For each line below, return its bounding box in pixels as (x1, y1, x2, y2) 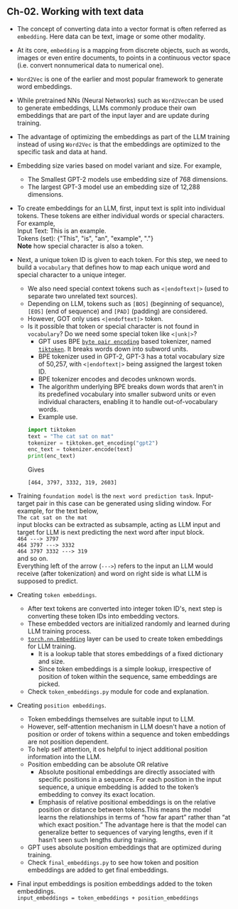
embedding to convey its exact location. (38, 790, 156, 799)
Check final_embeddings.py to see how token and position (27, 859, 199, 867)
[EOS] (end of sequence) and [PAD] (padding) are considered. (27, 307, 208, 315)
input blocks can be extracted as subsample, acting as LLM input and (16, 521, 221, 529)
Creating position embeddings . (16, 701, 107, 709)
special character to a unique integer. (16, 270, 126, 279)
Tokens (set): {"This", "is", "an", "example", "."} (16, 234, 154, 242)
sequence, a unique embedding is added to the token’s (38, 783, 199, 791)
